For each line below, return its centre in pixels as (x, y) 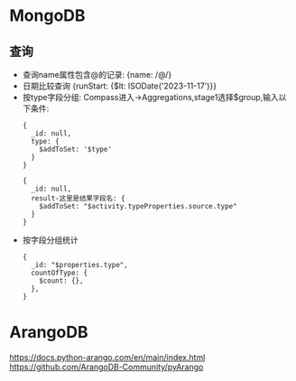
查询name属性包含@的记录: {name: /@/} (97, 74)
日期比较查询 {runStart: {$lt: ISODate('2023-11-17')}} (120, 86)
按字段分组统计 (50, 240)
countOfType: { (60, 273)
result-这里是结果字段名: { (78, 199)
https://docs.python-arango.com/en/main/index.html (107, 357)
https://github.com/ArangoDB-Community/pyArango (106, 367)
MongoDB (47, 16)
